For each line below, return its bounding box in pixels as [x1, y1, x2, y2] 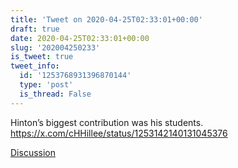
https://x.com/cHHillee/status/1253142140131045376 [10, 127, 228, 139]
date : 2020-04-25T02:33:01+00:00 [10, 33, 150, 43]
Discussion [10, 146, 56, 158]
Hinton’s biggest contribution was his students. [10, 116, 204, 128]
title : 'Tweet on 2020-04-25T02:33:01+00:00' [10, 14, 203, 25]
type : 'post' [19, 80, 74, 90]
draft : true [10, 24, 60, 34]
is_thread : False [19, 89, 92, 99]
